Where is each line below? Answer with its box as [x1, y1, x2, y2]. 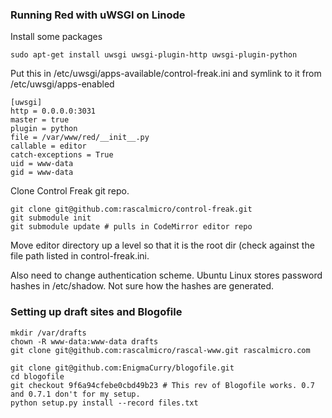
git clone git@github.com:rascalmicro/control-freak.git [10, 204, 253, 215]
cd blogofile [10, 371, 65, 382]
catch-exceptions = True [10, 150, 114, 160]
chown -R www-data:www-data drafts [10, 336, 159, 347]
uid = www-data [10, 159, 74, 169]
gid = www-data [10, 168, 74, 178]
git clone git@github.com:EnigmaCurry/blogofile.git [10, 363, 235, 373]
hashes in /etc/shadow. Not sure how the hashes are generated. [10, 280, 275, 292]
